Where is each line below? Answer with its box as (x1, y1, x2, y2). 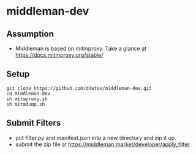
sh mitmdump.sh (6, 101, 45, 108)
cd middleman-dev (6, 90, 51, 97)
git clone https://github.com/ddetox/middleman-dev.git (6, 85, 152, 91)
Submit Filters (6, 118, 61, 128)
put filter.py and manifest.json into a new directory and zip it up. (15, 134, 176, 141)
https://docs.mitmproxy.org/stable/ (15, 51, 104, 59)
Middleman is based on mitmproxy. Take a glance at (15, 45, 147, 52)
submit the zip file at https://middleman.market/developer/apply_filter (15, 141, 190, 148)
